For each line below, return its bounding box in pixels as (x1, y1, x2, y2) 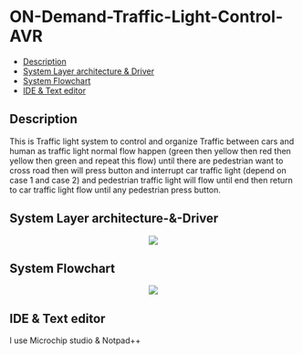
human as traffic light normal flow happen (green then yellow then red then (9, 145, 292, 156)
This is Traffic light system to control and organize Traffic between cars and (9, 135, 295, 147)
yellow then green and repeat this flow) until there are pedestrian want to (9, 155, 284, 166)
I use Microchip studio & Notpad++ (9, 335, 141, 346)
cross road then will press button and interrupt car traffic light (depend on (9, 164, 287, 175)
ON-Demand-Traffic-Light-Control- (9, 6, 284, 27)
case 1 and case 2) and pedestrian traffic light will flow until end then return (9, 174, 294, 185)
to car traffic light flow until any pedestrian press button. (9, 184, 222, 195)
